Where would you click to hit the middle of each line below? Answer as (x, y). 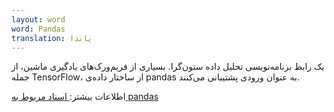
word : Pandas (38, 29)
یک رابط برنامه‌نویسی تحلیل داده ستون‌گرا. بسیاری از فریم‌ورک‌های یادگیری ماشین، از (168, 67)
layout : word (38, 19)
